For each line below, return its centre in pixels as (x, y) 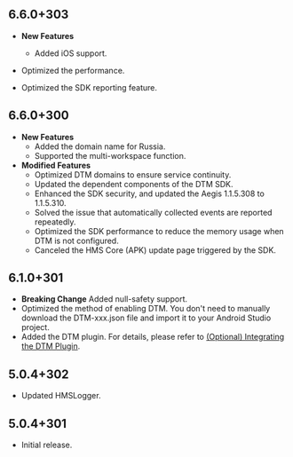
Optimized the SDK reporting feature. (89, 87)
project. (35, 327)
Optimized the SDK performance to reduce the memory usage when (159, 231)
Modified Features (55, 165)
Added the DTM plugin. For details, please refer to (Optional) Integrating (153, 337)
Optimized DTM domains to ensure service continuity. (133, 174)
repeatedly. (55, 222)
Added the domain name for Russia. (100, 146)
